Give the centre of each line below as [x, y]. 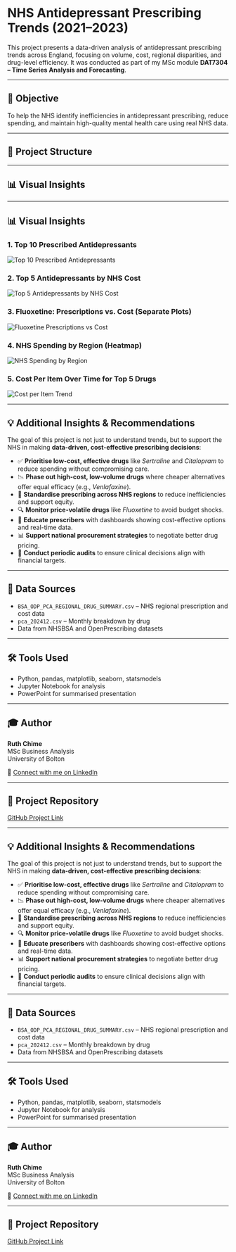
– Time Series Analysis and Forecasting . [67, 70]
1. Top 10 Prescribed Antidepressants [72, 244]
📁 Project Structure [50, 152]
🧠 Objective [33, 99]
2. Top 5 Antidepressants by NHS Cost [74, 278]
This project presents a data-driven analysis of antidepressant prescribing [114, 47]
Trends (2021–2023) [68, 28]
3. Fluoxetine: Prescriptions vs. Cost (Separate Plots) [99, 312]
